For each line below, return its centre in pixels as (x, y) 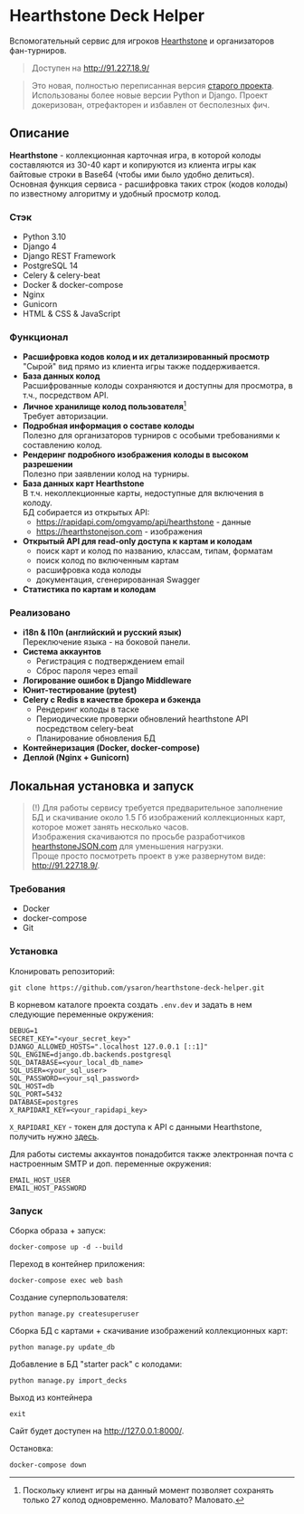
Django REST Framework (69, 256)
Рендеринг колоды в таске (88, 709)
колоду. (37, 503)
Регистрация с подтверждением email (110, 661)
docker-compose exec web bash (66, 1280)
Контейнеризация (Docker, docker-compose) (111, 748)
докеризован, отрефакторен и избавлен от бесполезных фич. (150, 104)
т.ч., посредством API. (65, 396)
